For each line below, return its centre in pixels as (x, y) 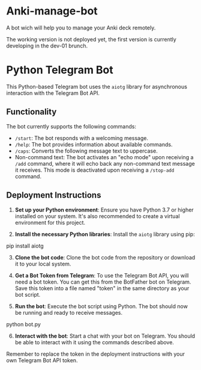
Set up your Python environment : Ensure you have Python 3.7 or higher (104, 210)
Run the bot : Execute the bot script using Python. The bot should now (101, 306)
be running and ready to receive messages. (69, 312)
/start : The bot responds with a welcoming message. (82, 138)
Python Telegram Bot (60, 70)
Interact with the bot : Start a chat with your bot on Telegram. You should (105, 336)
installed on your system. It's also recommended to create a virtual (97, 216)
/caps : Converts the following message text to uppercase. (86, 151)
